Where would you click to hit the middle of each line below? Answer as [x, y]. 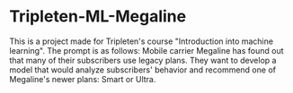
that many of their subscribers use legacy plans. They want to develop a [143, 60]
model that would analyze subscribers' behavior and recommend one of [143, 70]
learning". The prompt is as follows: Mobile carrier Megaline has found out [146, 50]
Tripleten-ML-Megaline [98, 17]
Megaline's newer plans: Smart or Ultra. [83, 79]
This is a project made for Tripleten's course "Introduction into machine [142, 41]
